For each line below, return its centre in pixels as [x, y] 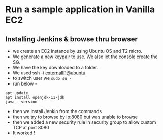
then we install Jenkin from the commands [57, 111]
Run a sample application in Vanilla [80, 9]
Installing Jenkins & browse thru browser [72, 39]
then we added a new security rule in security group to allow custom [84, 122]
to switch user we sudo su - [42, 78]
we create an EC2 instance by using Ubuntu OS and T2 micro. [77, 51]
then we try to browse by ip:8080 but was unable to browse [75, 117]
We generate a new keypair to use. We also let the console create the [85, 57]
